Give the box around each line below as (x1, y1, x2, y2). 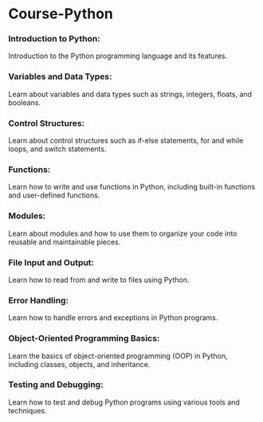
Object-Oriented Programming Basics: (8, 333, 160, 344)
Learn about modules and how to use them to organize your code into (8, 229, 237, 238)
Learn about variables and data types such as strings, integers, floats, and (8, 89, 253, 99)
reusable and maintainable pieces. (8, 236, 121, 247)
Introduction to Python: (8, 33, 101, 45)
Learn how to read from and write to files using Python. (8, 275, 190, 284)
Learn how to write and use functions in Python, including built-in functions (8, 182, 256, 192)
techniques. (8, 405, 47, 415)
